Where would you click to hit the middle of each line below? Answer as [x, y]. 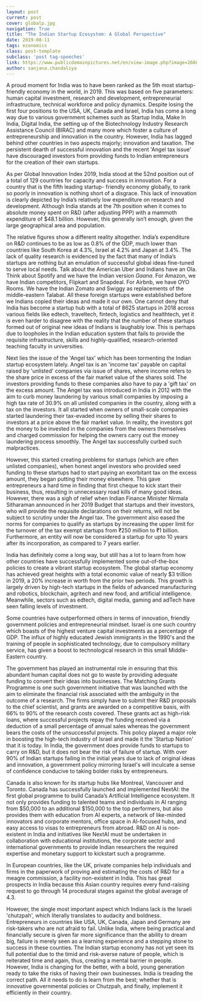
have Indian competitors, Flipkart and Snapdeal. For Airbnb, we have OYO [98, 282]
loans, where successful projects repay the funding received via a [88, 720]
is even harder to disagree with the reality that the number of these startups [100, 320]
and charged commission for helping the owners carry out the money [93, 435]
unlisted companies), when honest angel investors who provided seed [94, 466]
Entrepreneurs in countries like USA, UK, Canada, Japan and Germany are [98, 922]
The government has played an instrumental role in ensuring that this [92, 668]
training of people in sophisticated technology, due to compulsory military [98, 644]
